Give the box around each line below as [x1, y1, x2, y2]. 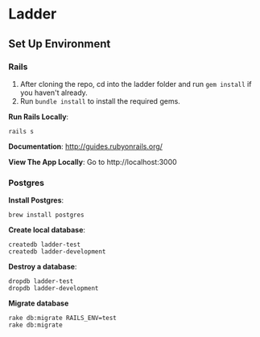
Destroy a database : [8, 262, 77, 272]
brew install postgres [8, 211, 85, 220]
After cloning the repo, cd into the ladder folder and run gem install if [19, 79, 252, 88]
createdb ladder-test [8, 240, 81, 249]
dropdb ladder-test [8, 277, 74, 286]
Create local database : [8, 225, 86, 235]
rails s [8, 127, 35, 135]
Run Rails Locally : [8, 112, 69, 121]
